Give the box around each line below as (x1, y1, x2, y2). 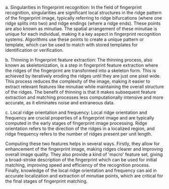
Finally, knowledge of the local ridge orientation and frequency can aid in (5, 167, 157, 173)
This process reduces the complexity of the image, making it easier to (5, 78, 150, 84)
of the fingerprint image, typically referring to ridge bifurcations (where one (5, 15, 162, 21)
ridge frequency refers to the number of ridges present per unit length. (5, 131, 152, 137)
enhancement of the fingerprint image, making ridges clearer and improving (5, 146, 163, 152)
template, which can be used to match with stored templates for (5, 42, 138, 47)
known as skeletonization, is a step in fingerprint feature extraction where (5, 62, 158, 68)
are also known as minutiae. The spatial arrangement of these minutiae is (5, 26, 157, 32)
